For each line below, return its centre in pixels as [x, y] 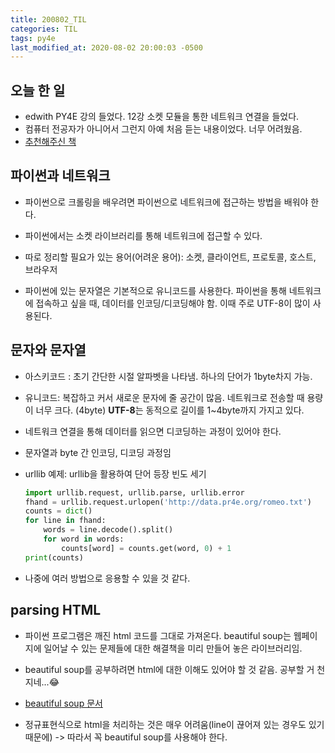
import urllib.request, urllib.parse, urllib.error [134, 492]
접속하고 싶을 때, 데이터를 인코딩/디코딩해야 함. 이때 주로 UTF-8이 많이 [173, 303]
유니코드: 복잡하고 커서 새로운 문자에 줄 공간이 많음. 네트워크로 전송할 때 [164, 397]
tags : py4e [33, 38]
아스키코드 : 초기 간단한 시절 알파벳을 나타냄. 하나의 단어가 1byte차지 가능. [168, 376]
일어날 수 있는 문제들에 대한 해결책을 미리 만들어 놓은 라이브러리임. [173, 648]
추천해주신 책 [50, 142]
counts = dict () [58, 511]
